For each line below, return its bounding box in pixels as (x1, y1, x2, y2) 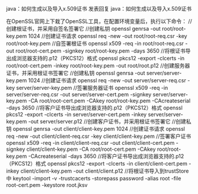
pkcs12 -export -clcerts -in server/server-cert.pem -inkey (6, 111, 147, 118)
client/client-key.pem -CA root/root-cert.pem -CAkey (26, 145, 156, 153)
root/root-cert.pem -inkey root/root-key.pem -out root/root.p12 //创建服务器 (6, 62, 190, 69)
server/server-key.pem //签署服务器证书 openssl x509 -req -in (16, 85, 168, 91)
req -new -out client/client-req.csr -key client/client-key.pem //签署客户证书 (6, 132, 191, 140)
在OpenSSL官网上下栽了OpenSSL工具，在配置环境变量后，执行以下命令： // (6, 18, 193, 25)
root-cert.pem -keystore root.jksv (6, 182, 88, 188)
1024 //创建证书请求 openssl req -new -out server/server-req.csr (28, 77, 187, 84)
